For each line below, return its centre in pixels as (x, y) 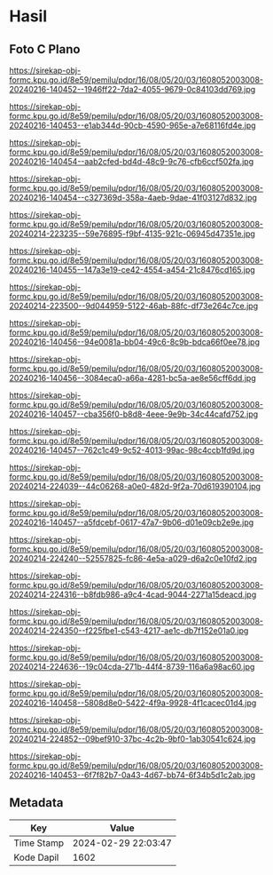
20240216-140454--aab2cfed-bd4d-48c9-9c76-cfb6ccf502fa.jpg (132, 161)
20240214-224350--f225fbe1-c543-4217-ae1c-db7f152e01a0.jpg (129, 631)
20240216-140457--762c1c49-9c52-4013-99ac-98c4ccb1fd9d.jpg (132, 450)
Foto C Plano (45, 49)
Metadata (36, 803)
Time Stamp (39, 843)
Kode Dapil (36, 857)
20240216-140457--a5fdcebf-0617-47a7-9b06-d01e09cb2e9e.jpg (132, 522)
